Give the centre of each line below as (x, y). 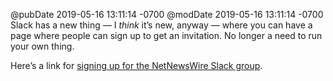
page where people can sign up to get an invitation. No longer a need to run (166, 35)
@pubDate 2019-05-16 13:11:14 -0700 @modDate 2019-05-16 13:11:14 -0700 (167, 14)
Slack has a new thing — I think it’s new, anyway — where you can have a (161, 25)
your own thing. (42, 46)
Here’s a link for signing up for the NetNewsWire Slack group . (136, 65)
